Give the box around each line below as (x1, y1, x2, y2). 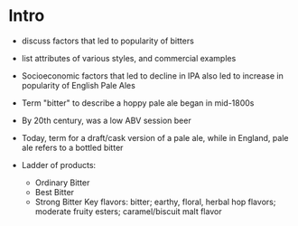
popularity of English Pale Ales (21, 80, 136, 90)
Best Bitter (34, 186, 74, 197)
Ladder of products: (21, 159, 97, 170)
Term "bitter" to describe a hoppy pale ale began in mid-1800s (21, 97, 255, 108)
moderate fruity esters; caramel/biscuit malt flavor (34, 205, 222, 217)
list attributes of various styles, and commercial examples (21, 52, 237, 63)
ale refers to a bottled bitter (21, 142, 124, 153)
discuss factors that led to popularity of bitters (21, 35, 195, 46)
